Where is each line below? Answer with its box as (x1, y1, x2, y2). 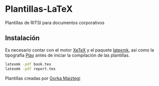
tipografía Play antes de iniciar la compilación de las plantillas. (5, 52, 130, 58)
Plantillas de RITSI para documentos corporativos (5, 20, 105, 26)
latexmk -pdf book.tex (5, 61, 51, 67)
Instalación (5, 34, 40, 42)
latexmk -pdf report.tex (5, 66, 56, 71)
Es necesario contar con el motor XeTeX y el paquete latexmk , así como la (5, 47, 154, 53)
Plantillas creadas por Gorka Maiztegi (5, 75, 81, 81)
